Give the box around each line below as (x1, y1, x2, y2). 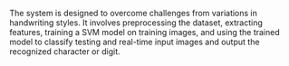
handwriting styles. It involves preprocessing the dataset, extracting (9, 17, 263, 28)
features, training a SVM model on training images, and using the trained (9, 27, 281, 37)
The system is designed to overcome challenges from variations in (9, 8, 258, 18)
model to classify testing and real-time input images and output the (9, 36, 260, 47)
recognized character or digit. (9, 46, 120, 57)
